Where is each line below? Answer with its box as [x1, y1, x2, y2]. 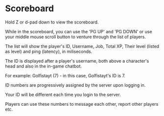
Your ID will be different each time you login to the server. [5, 92, 121, 97]
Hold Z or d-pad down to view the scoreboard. [5, 19, 99, 25]
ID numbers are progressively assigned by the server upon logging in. [5, 82, 146, 88]
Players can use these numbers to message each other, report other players [5, 101, 159, 107]
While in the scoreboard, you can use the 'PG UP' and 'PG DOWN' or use [5, 28, 153, 34]
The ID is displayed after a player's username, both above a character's [5, 58, 149, 64]
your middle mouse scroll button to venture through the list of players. [5, 34, 146, 40]
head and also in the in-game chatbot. [5, 63, 82, 69]
